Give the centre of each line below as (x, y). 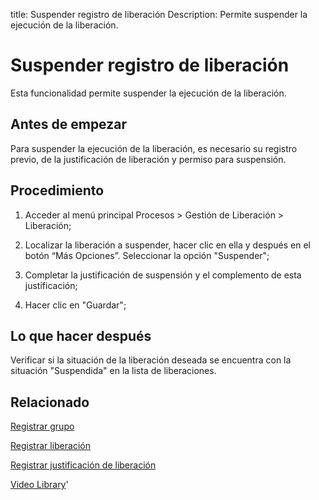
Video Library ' (39, 485)
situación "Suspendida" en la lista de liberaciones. (113, 371)
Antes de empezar (68, 124)
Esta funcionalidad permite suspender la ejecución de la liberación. (148, 93)
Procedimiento (57, 190)
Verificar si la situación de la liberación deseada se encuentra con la (151, 360)
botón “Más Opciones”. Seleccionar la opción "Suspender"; (147, 255)
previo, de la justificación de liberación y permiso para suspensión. (148, 159)
